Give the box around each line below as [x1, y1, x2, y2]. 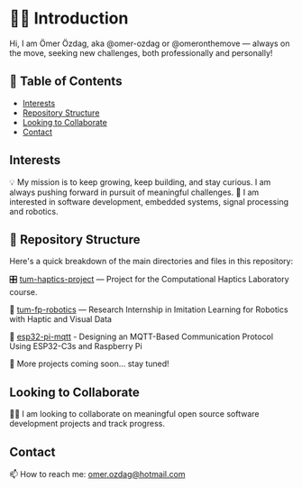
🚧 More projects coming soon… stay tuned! [9, 358, 169, 369]
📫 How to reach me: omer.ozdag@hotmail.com [9, 469, 186, 479]
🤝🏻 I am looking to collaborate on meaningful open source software [9, 409, 260, 419]
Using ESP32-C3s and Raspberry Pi [9, 341, 142, 352]
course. [9, 287, 38, 298]
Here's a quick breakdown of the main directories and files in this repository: [9, 256, 294, 267]
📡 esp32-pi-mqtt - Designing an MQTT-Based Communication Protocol [9, 331, 273, 342]
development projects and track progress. [9, 419, 165, 429]
